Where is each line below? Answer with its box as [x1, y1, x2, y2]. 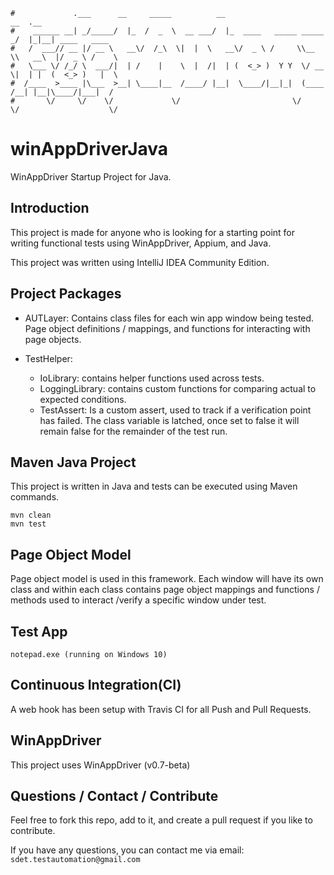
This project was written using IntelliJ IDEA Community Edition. [10, 256, 270, 268]
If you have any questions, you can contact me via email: [10, 844, 245, 856]
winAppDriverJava [10, 138, 169, 161]
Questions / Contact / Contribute [10, 788, 219, 805]
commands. [10, 491, 60, 503]
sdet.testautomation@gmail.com [10, 855, 141, 865]
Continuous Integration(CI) [10, 677, 182, 694]
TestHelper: [24, 352, 73, 364]
